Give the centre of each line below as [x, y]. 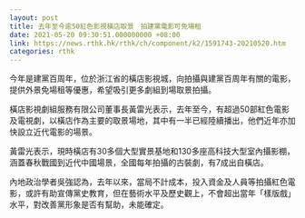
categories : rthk [42, 52]
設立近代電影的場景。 [57, 132]
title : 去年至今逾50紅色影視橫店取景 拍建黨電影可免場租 [105, 26]
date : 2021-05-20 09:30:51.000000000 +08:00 [95, 35]
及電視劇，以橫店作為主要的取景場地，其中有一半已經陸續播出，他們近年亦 [148, 121]
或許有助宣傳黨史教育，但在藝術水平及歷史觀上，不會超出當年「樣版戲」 [160, 193]
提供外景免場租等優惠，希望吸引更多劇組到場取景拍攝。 [113, 90]
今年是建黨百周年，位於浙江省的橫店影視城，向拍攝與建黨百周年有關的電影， [152, 79]
